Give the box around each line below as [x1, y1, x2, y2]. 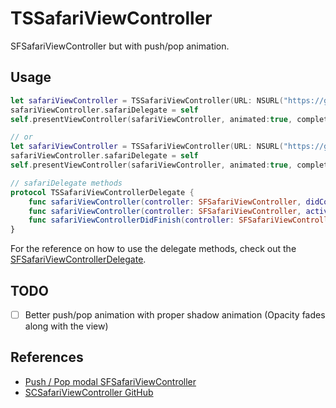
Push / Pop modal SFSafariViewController [24, 375, 197, 387]
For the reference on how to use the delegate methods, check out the [10, 243, 297, 255]
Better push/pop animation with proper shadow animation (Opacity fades [24, 308, 326, 321]
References [10, 349, 84, 366]
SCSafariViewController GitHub [24, 386, 154, 398]
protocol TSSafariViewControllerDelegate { [10, 187, 195, 197]
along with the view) [24, 320, 109, 332]
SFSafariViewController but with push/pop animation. [10, 40, 230, 52]
